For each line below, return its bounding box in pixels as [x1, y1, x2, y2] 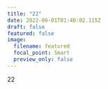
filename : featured [13, 43, 70, 50]
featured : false [7, 29, 54, 37]
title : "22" [7, 10, 42, 18]
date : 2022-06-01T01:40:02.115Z [7, 17, 101, 24]
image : [7, 36, 26, 43]
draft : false [7, 23, 45, 30]
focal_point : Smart [13, 50, 70, 57]
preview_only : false [13, 56, 73, 63]
